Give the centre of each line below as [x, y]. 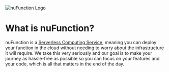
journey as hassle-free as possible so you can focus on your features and [82, 58]
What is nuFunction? [50, 28]
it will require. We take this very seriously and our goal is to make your [79, 53]
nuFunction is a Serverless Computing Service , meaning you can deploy [81, 42]
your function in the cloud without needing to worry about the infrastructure [85, 48]
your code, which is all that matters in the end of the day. [65, 64]
